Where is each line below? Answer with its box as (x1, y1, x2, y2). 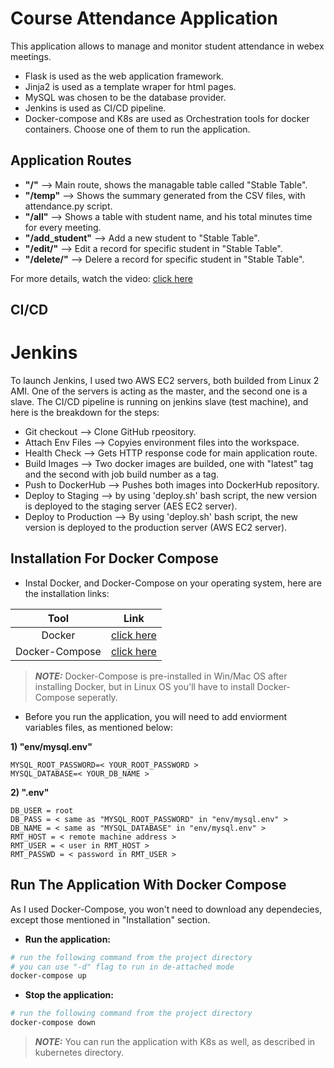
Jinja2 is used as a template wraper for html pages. (24, 80, 237, 92)
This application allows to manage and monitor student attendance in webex (10, 40, 325, 52)
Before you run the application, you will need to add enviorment (24, 710, 287, 722)
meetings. (10, 50, 52, 62)
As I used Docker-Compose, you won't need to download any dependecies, (10, 903, 323, 915)
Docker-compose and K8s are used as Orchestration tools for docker (24, 112, 310, 124)
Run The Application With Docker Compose (10, 877, 287, 894)
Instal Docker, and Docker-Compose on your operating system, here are (24, 577, 322, 589)
